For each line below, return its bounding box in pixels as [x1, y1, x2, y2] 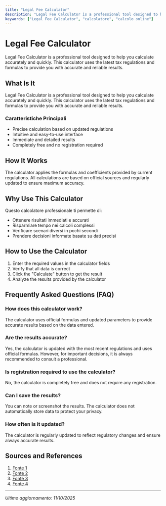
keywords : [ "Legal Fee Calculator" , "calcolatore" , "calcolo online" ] [5, 16, 154, 21]
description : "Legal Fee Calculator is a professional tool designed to [5, 12, 158, 17]
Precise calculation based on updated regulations [12, 126, 114, 132]
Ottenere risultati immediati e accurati [12, 217, 89, 223]
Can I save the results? [5, 392, 61, 399]
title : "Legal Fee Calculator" [5, 7, 70, 12]
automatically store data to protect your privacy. [5, 408, 103, 414]
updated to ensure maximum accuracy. [5, 180, 85, 186]
